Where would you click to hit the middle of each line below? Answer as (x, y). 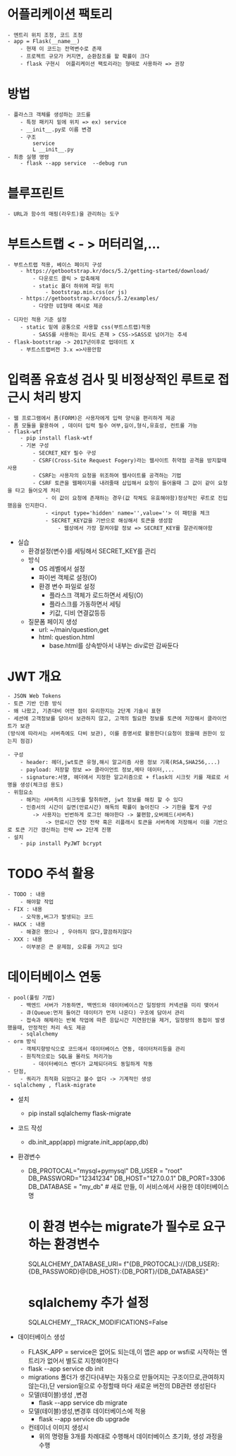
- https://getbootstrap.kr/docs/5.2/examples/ (89, 298)
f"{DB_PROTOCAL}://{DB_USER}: (172, 1264)
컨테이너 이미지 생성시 (58, 1428)
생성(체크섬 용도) (42, 785)
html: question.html (67, 637)
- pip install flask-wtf (56, 438)
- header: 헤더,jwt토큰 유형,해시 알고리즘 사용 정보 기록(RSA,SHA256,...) (120, 762)
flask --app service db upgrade (84, 1419)
